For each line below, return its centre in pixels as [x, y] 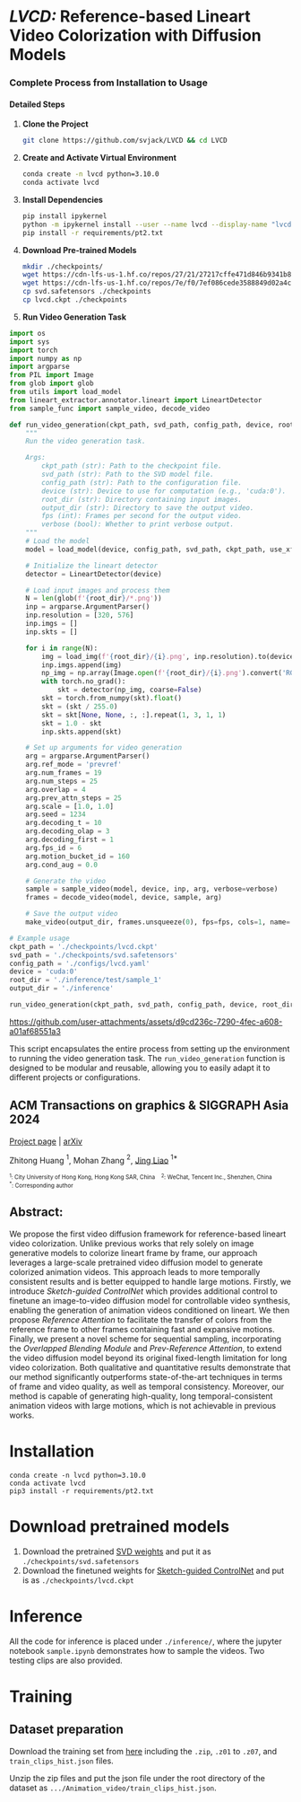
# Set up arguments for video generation [103, 748]
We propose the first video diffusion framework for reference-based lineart [148, 1234]
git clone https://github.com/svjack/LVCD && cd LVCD [125, 141]
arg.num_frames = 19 [64, 773]
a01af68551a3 [35, 1031]
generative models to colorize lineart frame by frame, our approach [133, 1253]
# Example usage [39, 938]
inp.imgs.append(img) [82, 665]
